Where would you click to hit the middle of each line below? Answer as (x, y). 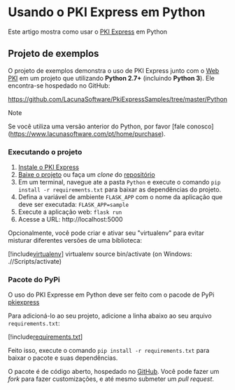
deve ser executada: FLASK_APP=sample (73, 205)
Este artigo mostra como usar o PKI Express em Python (87, 32)
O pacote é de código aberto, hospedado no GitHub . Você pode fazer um (114, 372)
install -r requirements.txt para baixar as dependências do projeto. (120, 189)
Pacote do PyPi (34, 279)
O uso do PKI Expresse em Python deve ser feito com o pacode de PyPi (111, 295)
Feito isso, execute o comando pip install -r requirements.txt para (109, 351)
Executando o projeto (45, 152)
